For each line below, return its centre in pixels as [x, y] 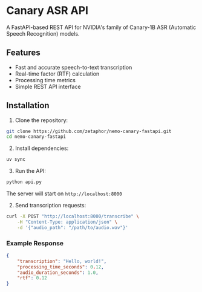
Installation [28, 105]
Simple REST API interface [48, 86]
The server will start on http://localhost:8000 [64, 193]
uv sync [16, 160]
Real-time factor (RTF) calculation [57, 74]
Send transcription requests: [50, 206]
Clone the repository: [41, 120]
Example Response [35, 243]
